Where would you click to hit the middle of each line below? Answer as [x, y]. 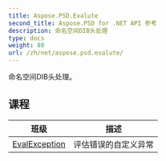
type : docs [26, 38]
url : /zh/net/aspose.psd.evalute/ [66, 53]
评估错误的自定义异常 [113, 144]
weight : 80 [26, 46]
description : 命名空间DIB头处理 [58, 30]
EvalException [39, 143]
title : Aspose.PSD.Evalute [53, 16]
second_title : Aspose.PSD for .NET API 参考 [83, 23]
